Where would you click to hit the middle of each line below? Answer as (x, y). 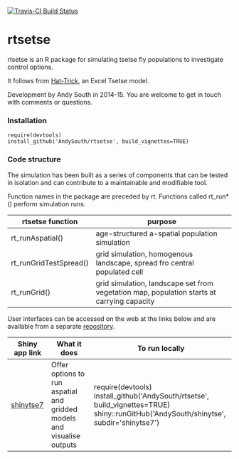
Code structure (34, 159)
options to (68, 374)
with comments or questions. (50, 102)
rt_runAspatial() (37, 238)
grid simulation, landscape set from (154, 283)
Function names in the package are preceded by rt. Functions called (107, 196)
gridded (64, 409)
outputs (64, 445)
